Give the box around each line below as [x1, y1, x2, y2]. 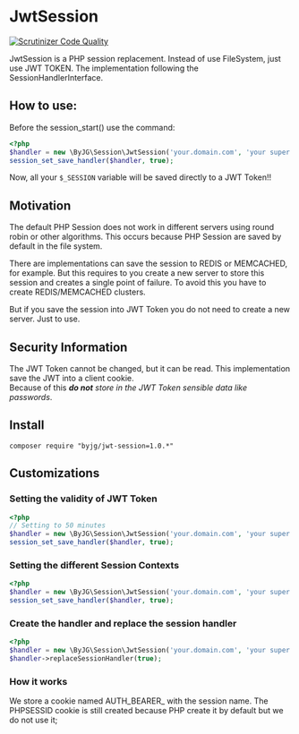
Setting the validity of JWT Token [9, 492, 158, 505]
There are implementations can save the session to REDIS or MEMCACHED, [9, 258, 288, 269]
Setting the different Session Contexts [9, 559, 180, 571]
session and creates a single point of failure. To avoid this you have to [9, 277, 267, 288]
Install [9, 418, 45, 433]
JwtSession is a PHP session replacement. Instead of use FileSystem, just [9, 53, 282, 64]
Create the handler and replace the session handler [9, 617, 237, 629]
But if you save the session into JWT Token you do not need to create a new [9, 304, 291, 315]
